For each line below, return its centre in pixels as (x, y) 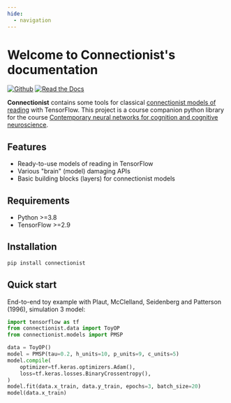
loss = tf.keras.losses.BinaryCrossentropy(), (85, 374)
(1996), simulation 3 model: (46, 309)
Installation (32, 247)
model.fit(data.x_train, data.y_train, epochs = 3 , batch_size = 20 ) (104, 387)
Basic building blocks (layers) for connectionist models (96, 178)
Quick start (32, 285)
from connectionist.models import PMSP (65, 335)
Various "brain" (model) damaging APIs (74, 171)
